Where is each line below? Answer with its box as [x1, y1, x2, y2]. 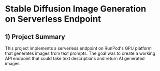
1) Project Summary [5, 33, 65, 41]
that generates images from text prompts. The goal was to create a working [5, 50, 156, 56]
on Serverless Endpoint [5, 13, 102, 24]
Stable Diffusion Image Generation [5, 3, 146, 14]
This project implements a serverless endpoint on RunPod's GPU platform [5, 46, 152, 51]
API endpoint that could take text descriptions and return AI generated [5, 56, 145, 61]
